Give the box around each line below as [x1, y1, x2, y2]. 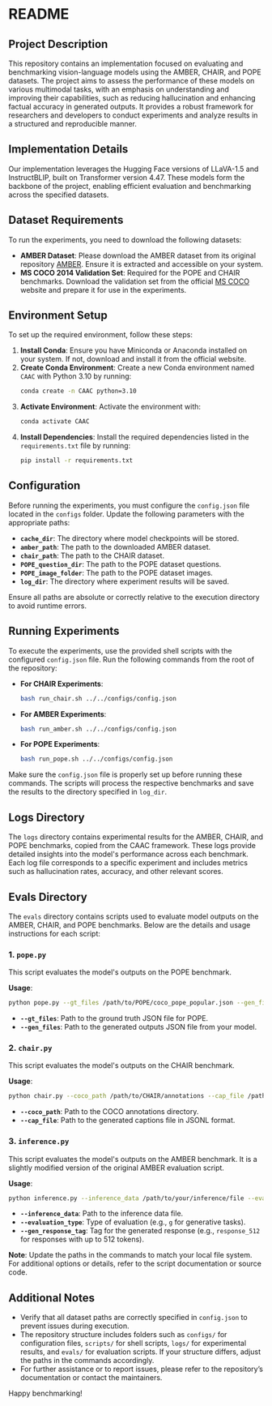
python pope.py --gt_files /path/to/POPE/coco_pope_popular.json [8, 999, 233, 1007]
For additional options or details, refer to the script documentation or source [8, 1258, 261, 1269]
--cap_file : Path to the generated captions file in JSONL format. [19, 1116, 236, 1125]
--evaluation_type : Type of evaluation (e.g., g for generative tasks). [19, 1217, 246, 1227]
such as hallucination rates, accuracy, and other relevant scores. [8, 867, 224, 877]
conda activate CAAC [19, 418, 90, 426]
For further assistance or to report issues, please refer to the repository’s [19, 1364, 263, 1374]
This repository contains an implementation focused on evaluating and [8, 58, 244, 68]
